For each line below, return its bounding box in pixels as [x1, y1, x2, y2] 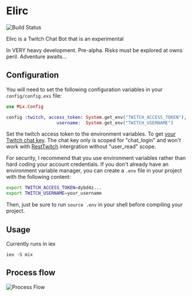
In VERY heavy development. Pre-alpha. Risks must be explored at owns [6, 46, 183, 54]
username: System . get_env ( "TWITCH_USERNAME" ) [56, 120, 174, 126]
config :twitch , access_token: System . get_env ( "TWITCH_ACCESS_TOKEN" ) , [6, 114, 187, 120]
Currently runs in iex [6, 240, 56, 247]
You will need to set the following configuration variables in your [6, 86, 163, 93]
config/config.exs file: [6, 92, 62, 99]
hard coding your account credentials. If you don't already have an [6, 161, 169, 168]
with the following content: [6, 173, 71, 181]
